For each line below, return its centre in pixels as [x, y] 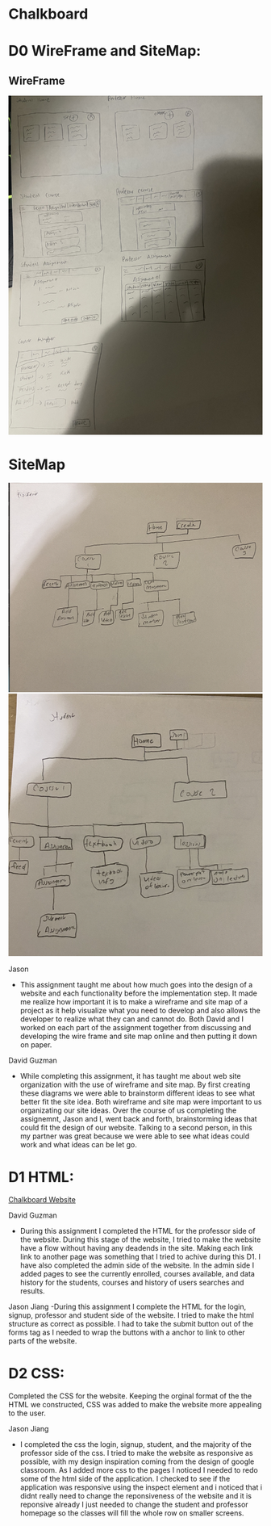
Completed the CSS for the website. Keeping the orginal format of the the [130, 1396]
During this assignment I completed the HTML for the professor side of [138, 1231]
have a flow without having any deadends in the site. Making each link [136, 1248]
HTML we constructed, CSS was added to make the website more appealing [135, 1405]
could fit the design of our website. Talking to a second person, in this [136, 1128]
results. [33, 1291]
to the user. [27, 1413]
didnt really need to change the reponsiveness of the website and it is [136, 1496]
